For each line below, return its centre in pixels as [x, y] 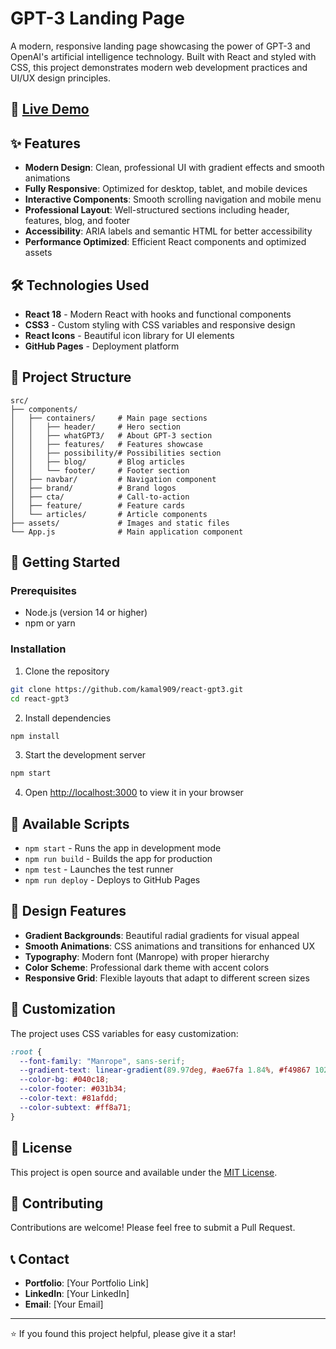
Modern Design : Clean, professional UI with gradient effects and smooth [174, 168]
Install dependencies [68, 718]
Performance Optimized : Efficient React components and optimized [165, 242]
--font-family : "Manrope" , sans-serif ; [102, 1061]
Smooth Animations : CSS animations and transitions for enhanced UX [169, 946]
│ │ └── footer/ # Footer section [100, 470]
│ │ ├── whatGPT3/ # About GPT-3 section [111, 435]
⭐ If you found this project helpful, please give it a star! [123, 1334]
